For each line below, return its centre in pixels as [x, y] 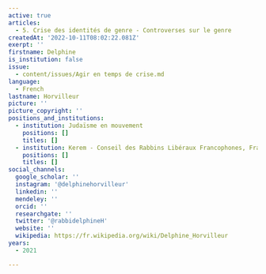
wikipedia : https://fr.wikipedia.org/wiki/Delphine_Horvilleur [122, 236]
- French [30, 89]
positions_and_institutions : [56, 118]
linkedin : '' [37, 191]
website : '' [35, 229]
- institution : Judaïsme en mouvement [80, 126]
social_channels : [37, 170]
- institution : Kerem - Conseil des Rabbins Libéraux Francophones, [131, 148]
